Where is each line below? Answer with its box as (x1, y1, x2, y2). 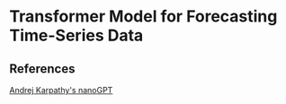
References (9, 61, 76, 76)
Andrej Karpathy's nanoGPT (9, 85, 113, 95)
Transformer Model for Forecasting (9, 6, 278, 27)
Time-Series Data (9, 25, 144, 46)
